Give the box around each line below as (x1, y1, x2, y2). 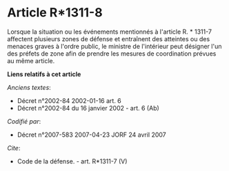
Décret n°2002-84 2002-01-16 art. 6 (17, 96, 122, 104)
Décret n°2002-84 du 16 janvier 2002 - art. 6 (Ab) (17, 104, 160, 112)
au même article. (7, 56, 55, 65)
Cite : (7, 144, 21, 152)
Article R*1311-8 (7, 5, 103, 21)
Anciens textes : (7, 83, 52, 91)
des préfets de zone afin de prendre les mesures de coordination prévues (7, 49, 217, 58)
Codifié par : (7, 117, 41, 125)
